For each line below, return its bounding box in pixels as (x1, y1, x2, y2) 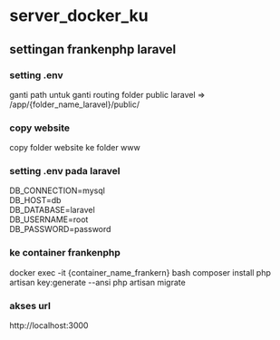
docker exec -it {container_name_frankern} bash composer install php (9, 267, 272, 277)
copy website (9, 121, 71, 134)
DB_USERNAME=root (9, 214, 89, 225)
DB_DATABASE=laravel (9, 205, 95, 216)
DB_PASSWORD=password (9, 224, 111, 235)
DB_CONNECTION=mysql (9, 185, 106, 196)
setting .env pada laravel (9, 165, 121, 178)
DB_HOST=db (9, 195, 62, 206)
